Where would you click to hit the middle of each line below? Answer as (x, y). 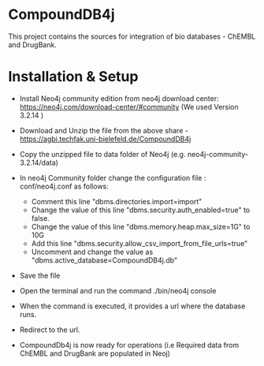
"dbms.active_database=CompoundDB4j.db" (104, 260)
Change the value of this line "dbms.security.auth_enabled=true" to (141, 210)
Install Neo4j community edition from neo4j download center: (119, 98)
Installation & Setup (73, 77)
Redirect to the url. (50, 330)
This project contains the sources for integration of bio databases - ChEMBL (132, 36)
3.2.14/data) (39, 162)
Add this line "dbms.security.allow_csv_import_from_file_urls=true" (139, 243)
